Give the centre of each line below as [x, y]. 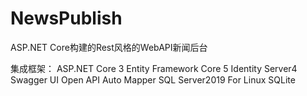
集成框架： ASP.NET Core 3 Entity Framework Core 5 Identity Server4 [154, 68]
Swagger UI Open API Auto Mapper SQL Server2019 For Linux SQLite [153, 79]
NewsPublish [66, 18]
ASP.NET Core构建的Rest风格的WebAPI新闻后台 [109, 47]
